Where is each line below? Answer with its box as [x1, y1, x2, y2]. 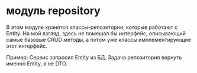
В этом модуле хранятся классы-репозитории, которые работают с [6, 24, 178, 31]
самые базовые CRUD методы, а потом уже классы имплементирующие [6, 36, 191, 43]
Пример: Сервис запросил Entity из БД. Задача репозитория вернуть [6, 54, 182, 61]
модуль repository [6, 4, 101, 18]
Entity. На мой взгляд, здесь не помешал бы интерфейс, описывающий [6, 29, 186, 36]
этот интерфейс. [6, 42, 47, 49]
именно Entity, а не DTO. [6, 60, 68, 67]
